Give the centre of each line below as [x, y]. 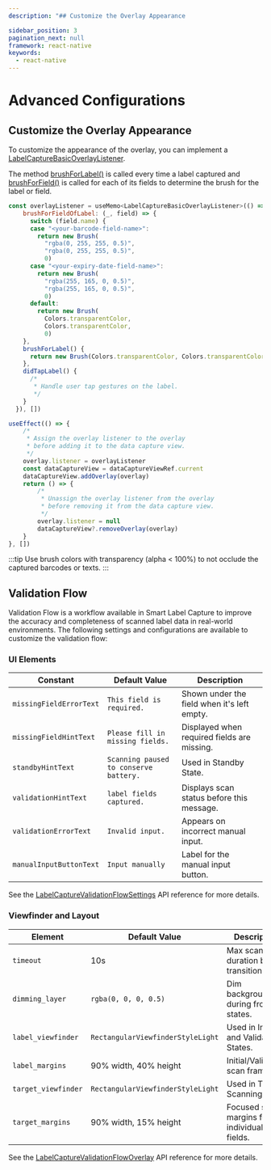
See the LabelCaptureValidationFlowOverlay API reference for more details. [133, 1157]
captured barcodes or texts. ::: [58, 568]
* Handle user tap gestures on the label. [106, 386]
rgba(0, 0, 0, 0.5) [128, 999]
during [239, 1003]
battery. [124, 776]
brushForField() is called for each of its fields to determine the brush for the [134, 182]
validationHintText [50, 798]
